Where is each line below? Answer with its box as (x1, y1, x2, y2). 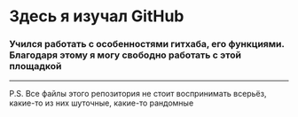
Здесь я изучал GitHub (9, 6, 184, 27)
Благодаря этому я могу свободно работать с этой (9, 49, 242, 61)
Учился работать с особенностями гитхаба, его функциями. (9, 38, 285, 51)
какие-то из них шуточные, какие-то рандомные (9, 97, 194, 108)
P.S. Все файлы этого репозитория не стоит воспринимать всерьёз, (9, 89, 267, 99)
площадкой (9, 60, 62, 73)
